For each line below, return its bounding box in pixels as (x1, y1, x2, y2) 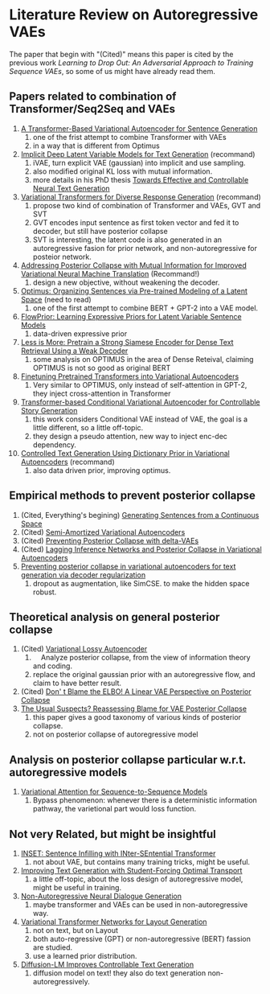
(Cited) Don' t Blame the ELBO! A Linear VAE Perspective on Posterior (20, 687, 252, 696)
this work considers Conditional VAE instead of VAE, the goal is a (32, 414, 248, 424)
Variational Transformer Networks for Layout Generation (20, 917, 207, 926)
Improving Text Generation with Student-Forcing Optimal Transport (20, 866, 243, 875)
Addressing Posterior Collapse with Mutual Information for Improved (20, 260, 247, 270)
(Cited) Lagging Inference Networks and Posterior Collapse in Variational (20, 544, 262, 554)
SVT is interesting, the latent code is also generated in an (32, 235, 223, 244)
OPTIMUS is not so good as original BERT (32, 363, 171, 372)
